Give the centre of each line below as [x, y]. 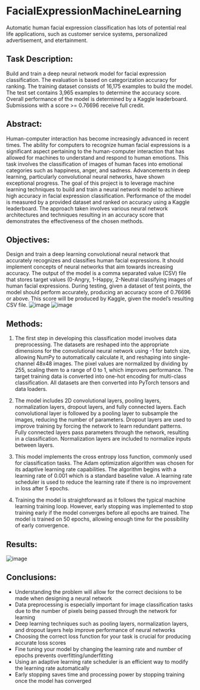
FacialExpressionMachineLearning [94, 11]
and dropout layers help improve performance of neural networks [95, 630]
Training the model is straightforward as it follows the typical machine [100, 500]
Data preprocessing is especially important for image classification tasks [104, 604]
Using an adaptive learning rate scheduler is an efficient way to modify [101, 661]
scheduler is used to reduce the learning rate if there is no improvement [103, 482]
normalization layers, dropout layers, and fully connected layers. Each [100, 407]
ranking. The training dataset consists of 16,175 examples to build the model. [100, 86]
